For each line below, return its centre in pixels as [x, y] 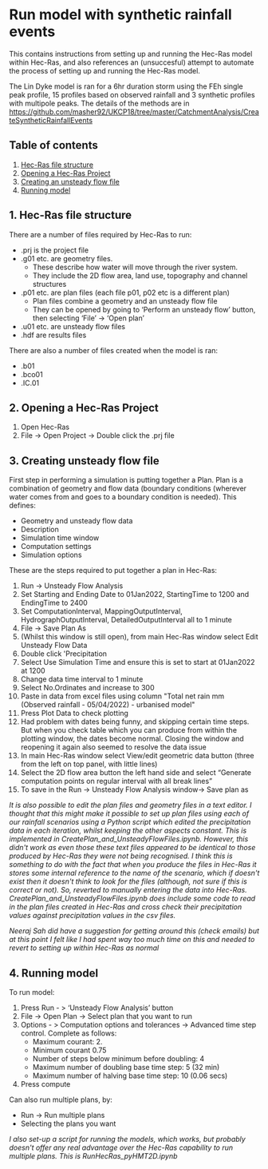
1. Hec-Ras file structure [71, 215]
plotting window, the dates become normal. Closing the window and [132, 739]
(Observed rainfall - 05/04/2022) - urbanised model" [108, 705]
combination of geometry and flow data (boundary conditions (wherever [128, 488]
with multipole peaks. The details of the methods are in [99, 103]
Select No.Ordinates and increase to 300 [87, 688]
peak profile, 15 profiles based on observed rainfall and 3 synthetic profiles [132, 94]
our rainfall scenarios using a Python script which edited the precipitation [130, 822]
